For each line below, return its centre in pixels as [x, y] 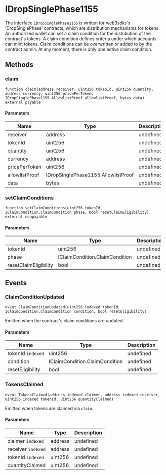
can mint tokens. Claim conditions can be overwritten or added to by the [79, 44]
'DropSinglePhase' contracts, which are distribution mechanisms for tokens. [82, 28]
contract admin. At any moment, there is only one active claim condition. [79, 49]
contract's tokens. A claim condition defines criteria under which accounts [81, 39]
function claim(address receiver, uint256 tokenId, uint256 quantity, [79, 89]
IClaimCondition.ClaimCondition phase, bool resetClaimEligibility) [77, 212]
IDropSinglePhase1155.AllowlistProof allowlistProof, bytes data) [75, 98]
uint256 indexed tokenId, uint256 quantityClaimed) [59, 399]
